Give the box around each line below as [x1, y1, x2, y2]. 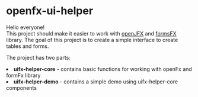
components [6, 84, 37, 91]
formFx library [6, 72, 41, 79]
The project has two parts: [6, 54, 71, 61]
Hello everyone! [6, 24, 45, 31]
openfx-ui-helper [6, 4, 94, 18]
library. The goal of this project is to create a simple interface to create [6, 36, 178, 43]
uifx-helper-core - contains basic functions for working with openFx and [14, 65, 193, 72]
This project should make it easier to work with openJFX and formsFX [6, 30, 177, 37]
